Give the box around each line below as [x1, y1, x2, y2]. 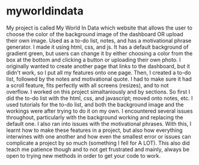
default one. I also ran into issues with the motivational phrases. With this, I [6, 120, 192, 127]
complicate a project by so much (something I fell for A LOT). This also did [6, 139, 191, 146]
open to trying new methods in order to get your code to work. [6, 152, 161, 159]
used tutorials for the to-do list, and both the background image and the [6, 101, 184, 108]
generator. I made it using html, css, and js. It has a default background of [6, 43, 189, 51]
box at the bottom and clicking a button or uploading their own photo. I [6, 56, 181, 63]
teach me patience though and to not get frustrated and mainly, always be [6, 146, 189, 153]
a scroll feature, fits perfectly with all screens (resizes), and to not [6, 81, 170, 89]
